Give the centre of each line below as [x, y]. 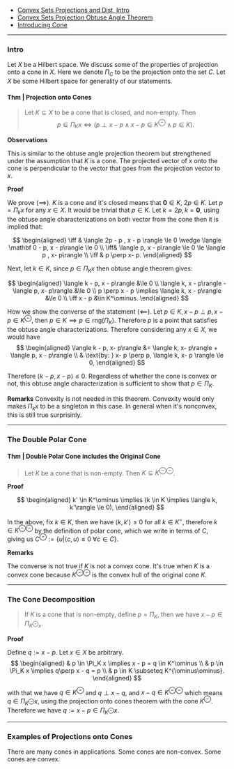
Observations [28, 139]
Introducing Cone [42, 25]
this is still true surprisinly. [45, 415]
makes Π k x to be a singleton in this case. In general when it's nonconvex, [112, 407]
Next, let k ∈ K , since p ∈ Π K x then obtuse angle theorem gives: [100, 269]
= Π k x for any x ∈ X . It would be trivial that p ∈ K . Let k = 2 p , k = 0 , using [113, 211]
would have [24, 337]
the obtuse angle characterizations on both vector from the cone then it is [113, 219]
